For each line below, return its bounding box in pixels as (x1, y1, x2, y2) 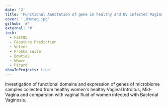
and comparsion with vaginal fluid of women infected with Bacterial (20, 92, 158, 98)
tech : (5, 30, 16, 35)
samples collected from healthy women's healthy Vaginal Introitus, (5, 87, 142, 92)
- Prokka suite (9, 49, 41, 54)
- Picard (9, 63, 28, 68)
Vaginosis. (5, 97, 26, 103)
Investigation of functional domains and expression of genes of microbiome (5, 81, 160, 87)
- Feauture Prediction (9, 40, 57, 45)
